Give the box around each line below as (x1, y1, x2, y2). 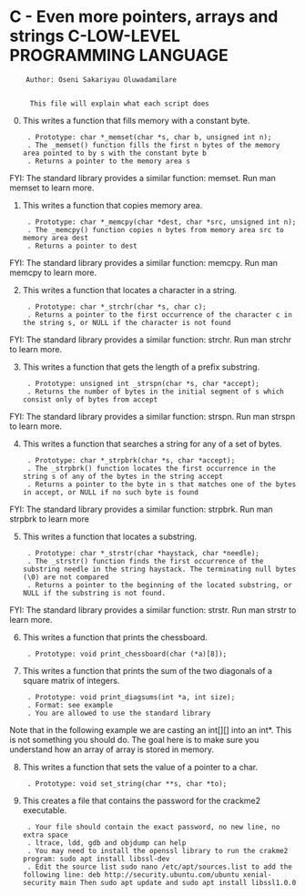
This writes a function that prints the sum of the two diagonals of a (22, 665, 273, 676)
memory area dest (22, 233, 89, 242)
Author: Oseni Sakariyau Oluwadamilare (25, 75, 178, 84)
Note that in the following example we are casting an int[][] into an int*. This (9, 724, 292, 735)
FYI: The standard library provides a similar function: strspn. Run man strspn (9, 411, 296, 422)
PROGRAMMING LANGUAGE (9, 46, 229, 66)
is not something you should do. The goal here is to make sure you (9, 734, 259, 745)
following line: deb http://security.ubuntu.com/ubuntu (22, 870, 239, 880)
